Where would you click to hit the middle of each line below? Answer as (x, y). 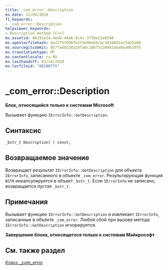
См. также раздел (35, 250)
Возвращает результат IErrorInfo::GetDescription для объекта (74, 170)
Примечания (26, 202)
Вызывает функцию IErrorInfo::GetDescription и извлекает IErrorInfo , (82, 214)
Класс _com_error (24, 262)
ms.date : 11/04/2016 (27, 15)
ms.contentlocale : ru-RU (31, 57)
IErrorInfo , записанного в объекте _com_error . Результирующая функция (84, 175)
